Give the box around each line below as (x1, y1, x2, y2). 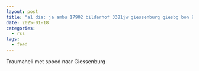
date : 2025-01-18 (6, 20, 49, 25)
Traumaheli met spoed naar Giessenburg (6, 57, 105, 65)
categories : (6, 25, 36, 31)
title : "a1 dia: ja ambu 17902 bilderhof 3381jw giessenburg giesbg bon (6, 14, 190, 20)
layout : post (6, 8, 38, 15)
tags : (6, 36, 20, 42)
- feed (11, 42, 28, 48)
